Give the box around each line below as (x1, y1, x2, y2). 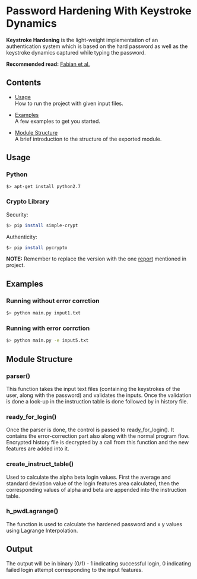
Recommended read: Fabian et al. (6, 61, 90, 68)
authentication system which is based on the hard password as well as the (6, 43, 188, 50)
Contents (6, 78, 42, 88)
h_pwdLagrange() (6, 507, 59, 516)
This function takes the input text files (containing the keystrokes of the (6, 385, 180, 392)
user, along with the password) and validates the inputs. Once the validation (6, 392, 192, 399)
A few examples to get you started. (14, 117, 101, 125)
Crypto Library (6, 198, 49, 206)
